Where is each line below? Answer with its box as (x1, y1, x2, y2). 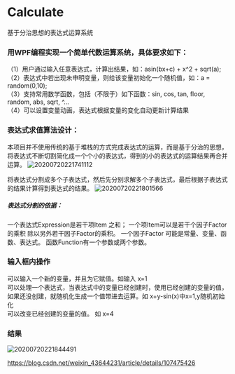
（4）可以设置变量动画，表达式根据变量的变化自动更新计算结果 (7, 106, 190, 114)
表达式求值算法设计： (7, 126, 79, 135)
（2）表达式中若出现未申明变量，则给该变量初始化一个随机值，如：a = (7, 74, 211, 82)
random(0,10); (7, 81, 48, 90)
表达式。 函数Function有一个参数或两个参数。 (19, 238, 150, 246)
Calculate (7, 4, 64, 20)
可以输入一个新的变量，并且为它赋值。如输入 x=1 (7, 274, 148, 283)
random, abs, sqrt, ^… (7, 98, 70, 106)
